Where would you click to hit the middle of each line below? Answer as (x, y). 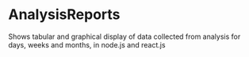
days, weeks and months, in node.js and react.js (87, 44)
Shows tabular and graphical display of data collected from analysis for (125, 36)
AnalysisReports (64, 15)
